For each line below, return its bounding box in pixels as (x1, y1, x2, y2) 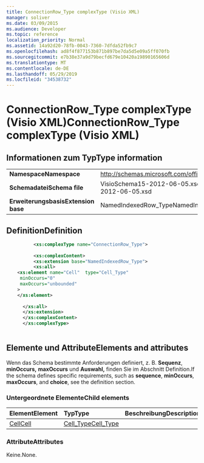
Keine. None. (6, 451, 38, 459)
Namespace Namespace (9, 170, 81, 178)
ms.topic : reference (6, 32, 59, 38)
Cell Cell (9, 419, 32, 428)
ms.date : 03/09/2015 (6, 20, 59, 26)
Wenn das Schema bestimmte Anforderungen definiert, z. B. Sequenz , (6, 359, 183, 366)
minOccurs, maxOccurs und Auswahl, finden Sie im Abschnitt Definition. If (6, 365, 195, 373)
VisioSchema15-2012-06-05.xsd (100, 180, 201, 188)
